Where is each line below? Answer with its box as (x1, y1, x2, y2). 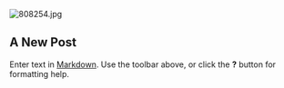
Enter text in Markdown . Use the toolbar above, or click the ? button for (9, 59, 276, 70)
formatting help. (9, 68, 70, 79)
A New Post (9, 34, 77, 50)
